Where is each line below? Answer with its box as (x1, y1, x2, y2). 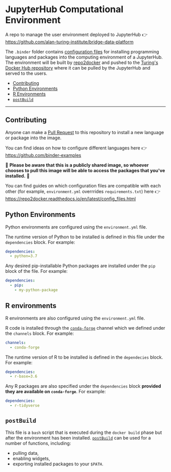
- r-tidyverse (10, 403, 40, 408)
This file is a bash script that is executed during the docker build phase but (5, 429, 162, 435)
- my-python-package (14, 288, 58, 293)
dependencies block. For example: (5, 239, 75, 245)
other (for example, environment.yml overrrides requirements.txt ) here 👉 (5, 188, 161, 194)
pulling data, (12, 450, 39, 456)
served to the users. (5, 70, 47, 76)
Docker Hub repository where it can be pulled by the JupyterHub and (5, 65, 151, 71)
